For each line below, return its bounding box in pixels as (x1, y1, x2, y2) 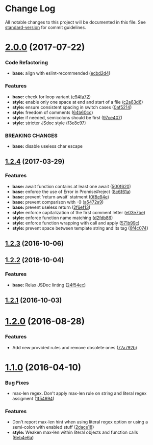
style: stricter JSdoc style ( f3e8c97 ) (12, 120, 86, 126)
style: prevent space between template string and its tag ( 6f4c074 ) (12, 225, 149, 231)
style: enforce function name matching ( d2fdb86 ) (12, 215, 113, 221)
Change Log (5, 3, 55, 14)
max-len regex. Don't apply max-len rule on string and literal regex (12, 390, 147, 396)
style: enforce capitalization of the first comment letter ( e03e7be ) (12, 209, 146, 215)
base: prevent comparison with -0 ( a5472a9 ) (12, 199, 104, 205)
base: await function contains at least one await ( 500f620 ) (12, 183, 131, 189)
